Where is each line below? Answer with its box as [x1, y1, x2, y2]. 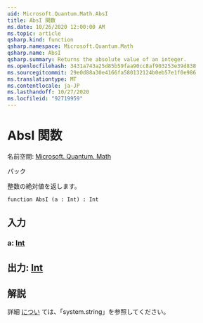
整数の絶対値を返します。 [7, 182, 81, 190]
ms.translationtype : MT [7, 75, 77, 83]
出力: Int [7, 261, 44, 274]
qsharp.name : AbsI [7, 50, 61, 57]
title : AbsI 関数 [7, 17, 56, 24]
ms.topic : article [7, 29, 61, 37]
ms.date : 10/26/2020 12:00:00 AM [7, 23, 105, 30]
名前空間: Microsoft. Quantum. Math [7, 152, 112, 160]
